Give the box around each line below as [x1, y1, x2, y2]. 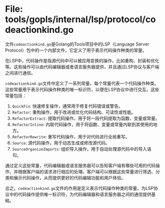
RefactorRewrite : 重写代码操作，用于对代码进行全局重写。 [12, 133, 130, 139]
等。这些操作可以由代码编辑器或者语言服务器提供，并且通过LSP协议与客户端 [5, 64, 160, 70]
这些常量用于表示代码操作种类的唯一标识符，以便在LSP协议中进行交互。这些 [5, 86, 160, 92]
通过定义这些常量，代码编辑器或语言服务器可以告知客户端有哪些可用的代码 [5, 162, 156, 168]
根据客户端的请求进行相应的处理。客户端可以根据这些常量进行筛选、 [18, 168, 156, 175]
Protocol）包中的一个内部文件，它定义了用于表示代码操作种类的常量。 [5, 47, 147, 53]
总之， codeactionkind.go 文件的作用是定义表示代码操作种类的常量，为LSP [5, 185, 154, 191]
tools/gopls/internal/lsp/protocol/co [5, 14, 156, 25]
